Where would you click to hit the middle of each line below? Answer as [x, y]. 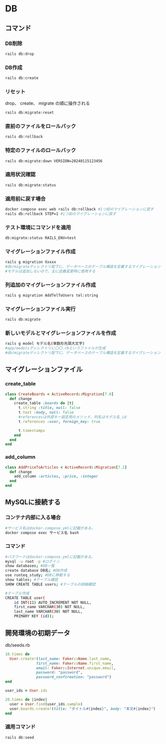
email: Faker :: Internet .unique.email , [76, 668]
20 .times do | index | [26, 700]
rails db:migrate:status [31, 185]
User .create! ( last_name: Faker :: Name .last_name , [61, 659]
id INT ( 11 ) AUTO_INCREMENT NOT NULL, [53, 602]
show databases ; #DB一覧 [30, 566]
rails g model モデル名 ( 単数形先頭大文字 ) [45, 344]
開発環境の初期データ [38, 633]
